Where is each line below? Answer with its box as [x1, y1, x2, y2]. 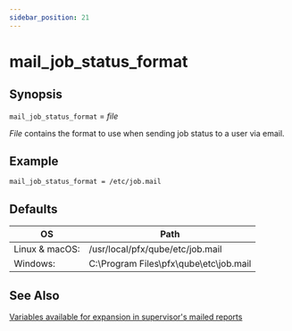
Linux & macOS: [13, 243, 80, 255]
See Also [9, 287, 60, 303]
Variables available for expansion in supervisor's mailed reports [9, 311, 243, 322]
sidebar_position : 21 [9, 12, 90, 22]
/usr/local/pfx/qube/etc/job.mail [88, 243, 222, 255]
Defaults [9, 202, 58, 217]
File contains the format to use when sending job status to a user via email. [9, 128, 285, 138]
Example [9, 153, 59, 170]
